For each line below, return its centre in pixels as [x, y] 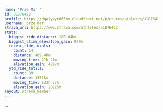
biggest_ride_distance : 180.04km [43, 37]
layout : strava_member [27, 91]
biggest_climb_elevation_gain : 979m [46, 42]
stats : [11, 32]
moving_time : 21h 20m [35, 60]
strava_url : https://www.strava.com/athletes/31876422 [61, 28]
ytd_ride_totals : [27, 69]
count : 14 [23, 50]
